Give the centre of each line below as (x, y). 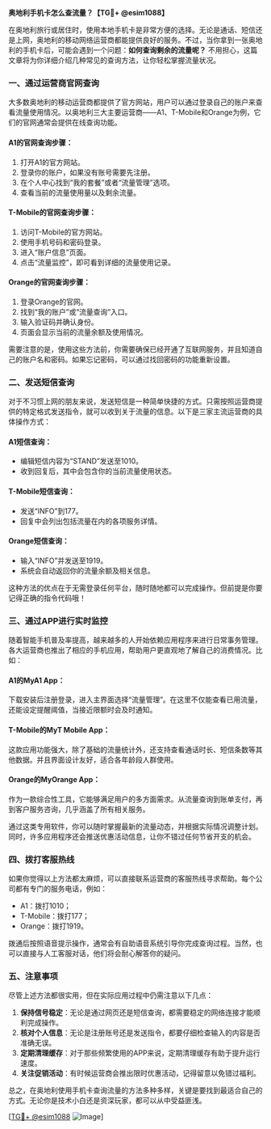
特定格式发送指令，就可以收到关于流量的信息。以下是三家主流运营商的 (139, 412)
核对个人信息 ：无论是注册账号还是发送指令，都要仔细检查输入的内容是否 (140, 1033)
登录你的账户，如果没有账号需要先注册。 (87, 172)
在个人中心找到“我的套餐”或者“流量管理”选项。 (97, 182)
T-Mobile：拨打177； (55, 916)
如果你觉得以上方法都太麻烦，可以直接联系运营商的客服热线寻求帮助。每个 (132, 879)
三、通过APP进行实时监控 (58, 620)
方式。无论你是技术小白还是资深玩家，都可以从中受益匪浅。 (107, 1101)
